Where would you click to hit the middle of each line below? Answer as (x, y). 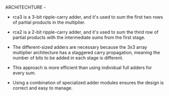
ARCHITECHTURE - (26, 7)
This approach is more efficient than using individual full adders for (82, 68)
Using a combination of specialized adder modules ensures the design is (88, 83)
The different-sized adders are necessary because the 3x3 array (80, 47)
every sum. (24, 73)
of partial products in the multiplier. (49, 22)
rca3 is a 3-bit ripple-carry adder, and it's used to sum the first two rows (88, 17)
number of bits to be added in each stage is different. (68, 58)
